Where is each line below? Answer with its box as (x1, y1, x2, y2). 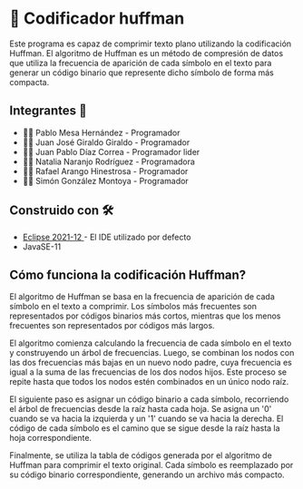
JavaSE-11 (22, 240, 62, 252)
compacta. (9, 76, 50, 87)
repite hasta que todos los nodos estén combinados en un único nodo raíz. (9, 377, 289, 387)
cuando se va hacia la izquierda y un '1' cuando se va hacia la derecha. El (9, 413, 284, 425)
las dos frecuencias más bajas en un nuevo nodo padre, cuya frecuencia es (9, 357, 292, 368)
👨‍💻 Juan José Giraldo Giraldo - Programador (22, 136, 191, 148)
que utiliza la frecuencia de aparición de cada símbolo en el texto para (9, 57, 272, 68)
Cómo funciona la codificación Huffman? (9, 267, 247, 282)
